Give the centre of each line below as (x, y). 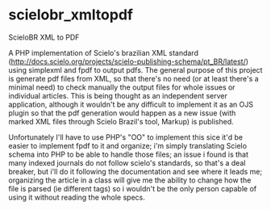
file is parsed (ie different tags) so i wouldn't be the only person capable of (132, 188)
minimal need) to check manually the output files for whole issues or (122, 87)
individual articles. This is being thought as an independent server (118, 95)
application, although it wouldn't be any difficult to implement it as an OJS (131, 104)
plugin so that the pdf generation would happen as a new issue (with (122, 113)
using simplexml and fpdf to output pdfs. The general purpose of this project (135, 69)
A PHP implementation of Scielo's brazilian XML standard (104, 52)
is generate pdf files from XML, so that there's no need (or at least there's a (134, 78)
